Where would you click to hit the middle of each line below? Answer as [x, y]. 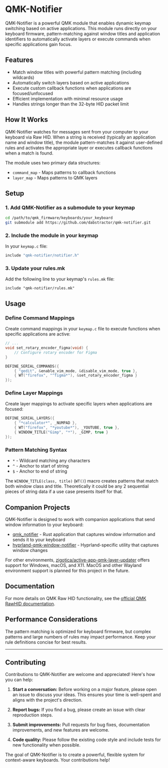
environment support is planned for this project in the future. [67, 570]
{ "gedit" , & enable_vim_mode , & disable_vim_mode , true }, [76, 371]
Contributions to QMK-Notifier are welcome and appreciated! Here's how [80, 674]
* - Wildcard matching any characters [51, 460]
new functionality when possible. [46, 745]
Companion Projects [38, 507]
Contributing [25, 662]
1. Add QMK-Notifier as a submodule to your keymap [70, 207]
